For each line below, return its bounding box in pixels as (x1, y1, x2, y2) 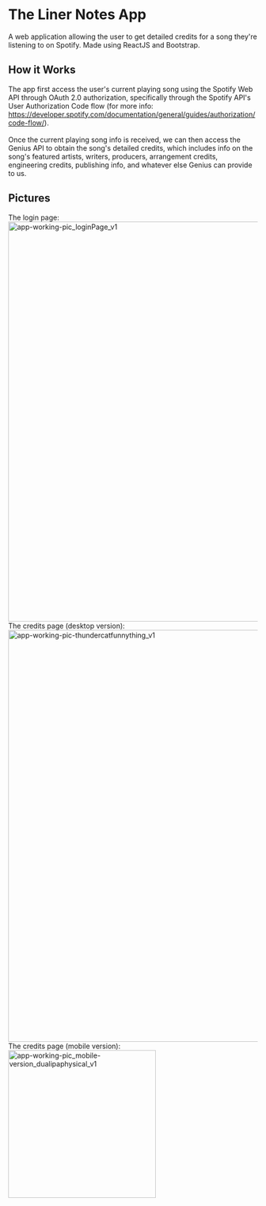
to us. (8, 168, 27, 178)
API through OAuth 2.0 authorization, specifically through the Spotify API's (8, 93, 251, 102)
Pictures (8, 192, 51, 205)
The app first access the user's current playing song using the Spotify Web (8, 84, 253, 94)
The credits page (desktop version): (8, 621, 125, 630)
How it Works (8, 63, 76, 77)
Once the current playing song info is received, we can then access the (8, 135, 241, 144)
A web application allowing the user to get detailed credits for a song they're (8, 32, 257, 41)
